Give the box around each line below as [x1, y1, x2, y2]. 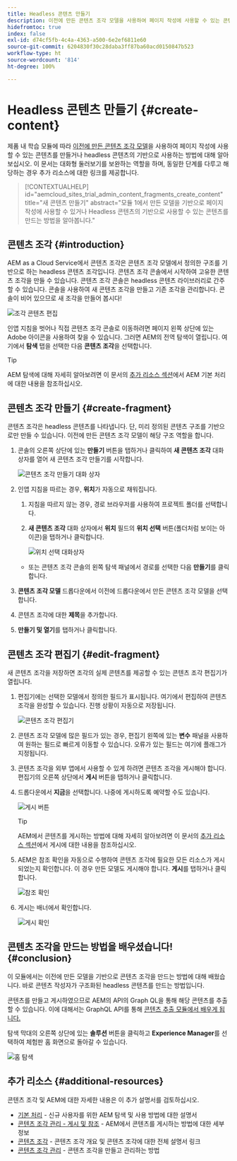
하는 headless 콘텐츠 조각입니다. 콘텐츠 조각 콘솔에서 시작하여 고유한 [25, 267, 217, 276]
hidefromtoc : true [7, 23, 61, 30]
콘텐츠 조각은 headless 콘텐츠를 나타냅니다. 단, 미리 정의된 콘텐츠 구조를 [7, 422, 207, 431]
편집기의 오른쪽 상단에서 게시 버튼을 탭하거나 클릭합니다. [17, 773, 173, 781]
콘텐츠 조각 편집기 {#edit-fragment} [7, 648, 160, 660]
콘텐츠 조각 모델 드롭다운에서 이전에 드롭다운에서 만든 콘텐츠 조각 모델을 [17, 587, 215, 595]
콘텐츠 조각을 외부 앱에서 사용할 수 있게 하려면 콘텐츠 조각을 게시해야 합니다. [17, 764, 227, 772]
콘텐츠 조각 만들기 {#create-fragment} [7, 402, 172, 414]
